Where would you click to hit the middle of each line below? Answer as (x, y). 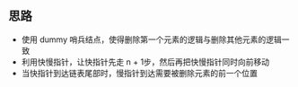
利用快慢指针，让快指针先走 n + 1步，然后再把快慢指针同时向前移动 (145, 62)
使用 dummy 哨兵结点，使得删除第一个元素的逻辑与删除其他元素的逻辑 (151, 39)
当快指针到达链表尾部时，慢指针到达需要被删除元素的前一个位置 (139, 73)
